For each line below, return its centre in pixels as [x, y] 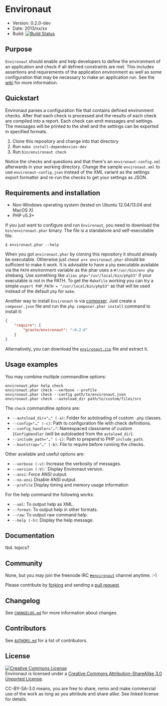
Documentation [30, 536]
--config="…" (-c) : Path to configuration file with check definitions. [82, 423]
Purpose [19, 49]
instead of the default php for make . [40, 291]
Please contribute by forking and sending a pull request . [63, 585]
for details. [16, 699]
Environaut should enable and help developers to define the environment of [83, 61]
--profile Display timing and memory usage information [70, 484]
